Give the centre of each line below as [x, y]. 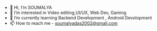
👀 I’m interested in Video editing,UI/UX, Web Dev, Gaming [68, 13]
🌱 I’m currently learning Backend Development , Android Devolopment [81, 18]
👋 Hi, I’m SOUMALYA [31, 8]
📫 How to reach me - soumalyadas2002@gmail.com [64, 23]
